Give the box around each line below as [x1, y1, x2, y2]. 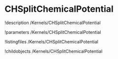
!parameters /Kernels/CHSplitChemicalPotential [4, 29, 101, 35]
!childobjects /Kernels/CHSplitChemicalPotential [4, 48, 103, 54]
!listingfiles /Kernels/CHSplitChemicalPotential [4, 38, 98, 45]
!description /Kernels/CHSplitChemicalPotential [4, 20, 101, 26]
